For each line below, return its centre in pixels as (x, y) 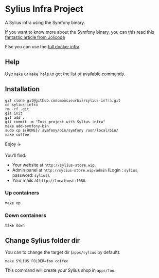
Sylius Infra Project (44, 9)
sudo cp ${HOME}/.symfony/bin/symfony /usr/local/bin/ (62, 130)
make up (13, 203)
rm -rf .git (17, 109)
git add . (15, 118)
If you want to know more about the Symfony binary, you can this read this (80, 32)
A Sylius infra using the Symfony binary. (45, 22)
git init (14, 113)
